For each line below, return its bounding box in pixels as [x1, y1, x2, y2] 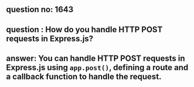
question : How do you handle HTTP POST [6, 25, 163, 34]
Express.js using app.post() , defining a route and [6, 62, 189, 72]
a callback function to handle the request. [6, 72, 162, 82]
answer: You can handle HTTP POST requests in [6, 54, 186, 64]
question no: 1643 [6, 5, 74, 15]
